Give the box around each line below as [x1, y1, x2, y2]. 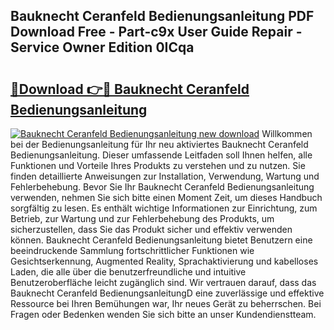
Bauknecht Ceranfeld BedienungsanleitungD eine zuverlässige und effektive [10, 287, 325, 299]
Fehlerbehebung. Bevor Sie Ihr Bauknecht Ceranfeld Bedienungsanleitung [10, 181, 315, 193]
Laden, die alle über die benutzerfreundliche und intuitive [10, 266, 247, 278]
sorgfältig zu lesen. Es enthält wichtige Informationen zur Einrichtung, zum [10, 202, 318, 214]
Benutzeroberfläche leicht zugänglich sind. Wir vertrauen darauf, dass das [10, 277, 317, 288]
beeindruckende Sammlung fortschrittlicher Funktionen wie [10, 245, 255, 256]
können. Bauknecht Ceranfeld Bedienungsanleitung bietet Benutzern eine [10, 234, 313, 246]
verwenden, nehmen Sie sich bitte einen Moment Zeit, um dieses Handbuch [10, 192, 323, 203]
